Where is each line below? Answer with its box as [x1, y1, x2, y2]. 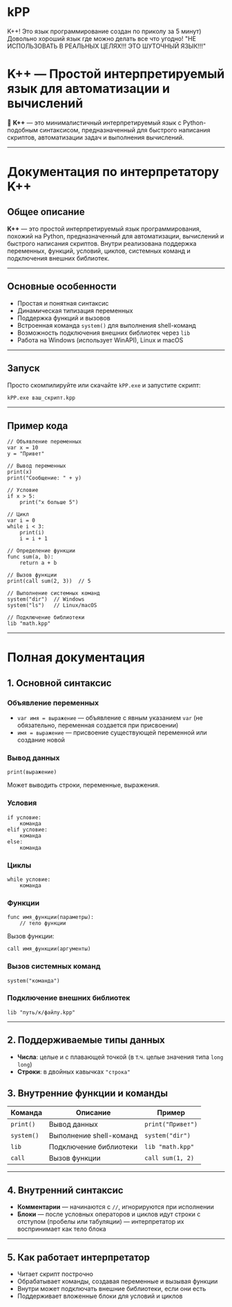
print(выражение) [7, 769, 57, 776]
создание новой [17, 736, 66, 744]
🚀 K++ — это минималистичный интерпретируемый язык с [7, 119, 182, 127]
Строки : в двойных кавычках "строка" [17, 1067, 130, 1076]
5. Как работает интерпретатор [7, 1252, 151, 1263]
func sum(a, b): [7, 554, 54, 561]
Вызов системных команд [7, 961, 101, 971]
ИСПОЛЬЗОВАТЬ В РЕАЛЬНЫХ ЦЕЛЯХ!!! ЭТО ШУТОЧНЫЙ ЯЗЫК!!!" [7, 42, 206, 50]
